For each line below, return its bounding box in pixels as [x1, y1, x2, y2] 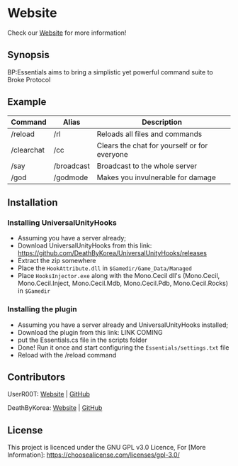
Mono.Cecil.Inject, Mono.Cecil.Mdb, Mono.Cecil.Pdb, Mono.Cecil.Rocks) [17, 279, 229, 288]
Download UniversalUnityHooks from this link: [17, 241, 152, 250]
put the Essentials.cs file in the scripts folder [17, 335, 147, 344]
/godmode [53, 172, 89, 182]
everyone [96, 149, 129, 159]
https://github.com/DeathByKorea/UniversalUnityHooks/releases [17, 249, 208, 257]
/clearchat [11, 145, 45, 155]
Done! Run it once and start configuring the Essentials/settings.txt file [17, 343, 229, 352]
